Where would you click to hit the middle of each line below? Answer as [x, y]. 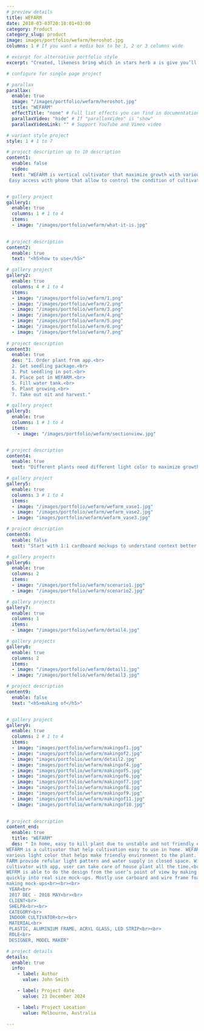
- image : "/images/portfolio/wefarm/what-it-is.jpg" [80, 225]
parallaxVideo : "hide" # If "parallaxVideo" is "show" [83, 119]
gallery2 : [19, 276]
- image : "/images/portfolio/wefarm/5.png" [67, 321]
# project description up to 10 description [63, 152]
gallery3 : [19, 411]
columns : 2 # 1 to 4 [38, 737]
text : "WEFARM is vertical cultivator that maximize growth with [96, 174]
